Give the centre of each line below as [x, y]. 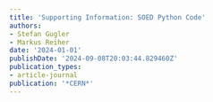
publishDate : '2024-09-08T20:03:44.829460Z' [94, 59]
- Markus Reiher [39, 42]
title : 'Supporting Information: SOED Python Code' [107, 17]
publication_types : [46, 67]
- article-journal [43, 75]
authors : [26, 26]
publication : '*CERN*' [51, 83]
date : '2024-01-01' [46, 51]
